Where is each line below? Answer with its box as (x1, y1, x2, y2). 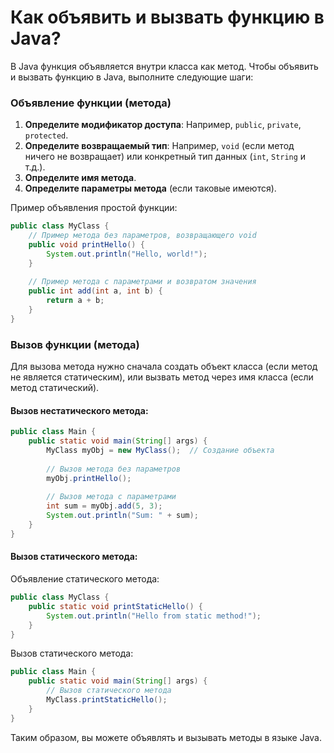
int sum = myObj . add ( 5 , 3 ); (46, 501, 163, 511)
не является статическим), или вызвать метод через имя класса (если (10, 371, 314, 383)
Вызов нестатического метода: (10, 404, 149, 416)
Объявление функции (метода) (10, 96, 172, 110)
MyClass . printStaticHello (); (46, 695, 168, 705)
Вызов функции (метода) (10, 337, 140, 351)
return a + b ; (46, 296, 105, 306)
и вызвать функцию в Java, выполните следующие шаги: (10, 71, 254, 83)
